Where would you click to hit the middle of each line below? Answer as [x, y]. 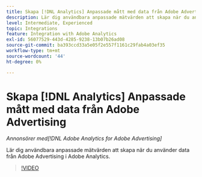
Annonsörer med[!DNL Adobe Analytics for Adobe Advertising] [84, 139]
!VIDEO [30, 168]
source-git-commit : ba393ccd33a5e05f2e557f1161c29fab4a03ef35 [86, 45]
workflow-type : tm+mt [33, 51]
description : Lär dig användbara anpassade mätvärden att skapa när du [98, 17]
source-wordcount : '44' [36, 56]
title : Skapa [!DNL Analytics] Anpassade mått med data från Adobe [93, 12]
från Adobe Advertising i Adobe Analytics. [58, 157]
